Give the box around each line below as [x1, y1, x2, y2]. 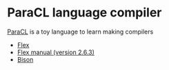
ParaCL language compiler [7, 5, 162, 21]
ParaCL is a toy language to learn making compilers [7, 27, 154, 36]
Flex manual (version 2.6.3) [17, 48, 95, 56]
